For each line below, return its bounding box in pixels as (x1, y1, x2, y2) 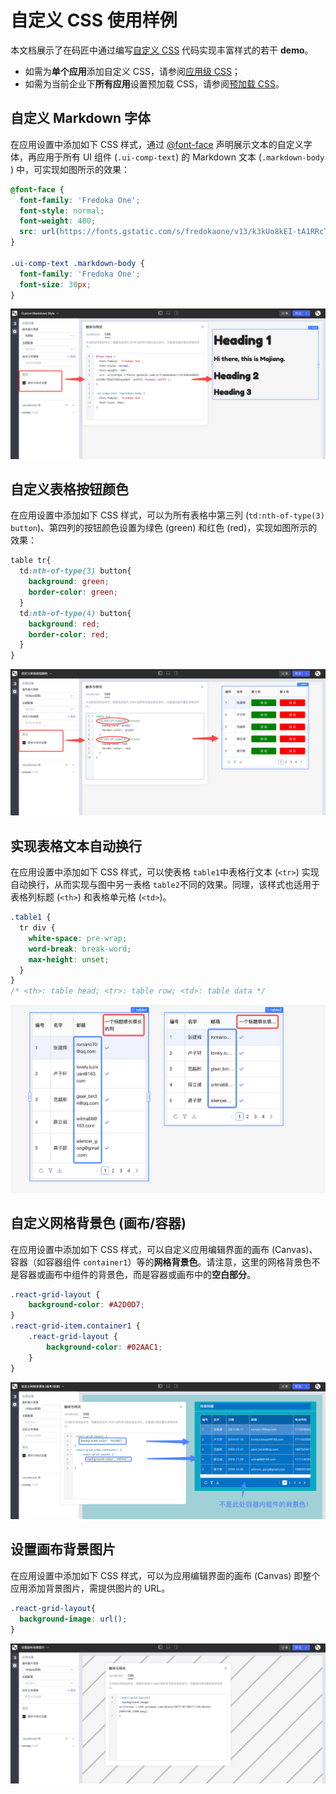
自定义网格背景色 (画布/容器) (10, 1215, 187, 1232)
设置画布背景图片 (10, 1541, 116, 1558)
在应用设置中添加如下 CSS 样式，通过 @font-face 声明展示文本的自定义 (10, 138, 304, 150)
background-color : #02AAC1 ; (46, 1342, 163, 1352)
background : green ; (28, 577, 110, 587)
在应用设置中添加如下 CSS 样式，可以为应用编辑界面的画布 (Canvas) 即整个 (10, 1569, 321, 1581)
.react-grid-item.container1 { (10, 1321, 141, 1331)
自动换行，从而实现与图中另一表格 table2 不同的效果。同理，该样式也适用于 (10, 879, 320, 891)
